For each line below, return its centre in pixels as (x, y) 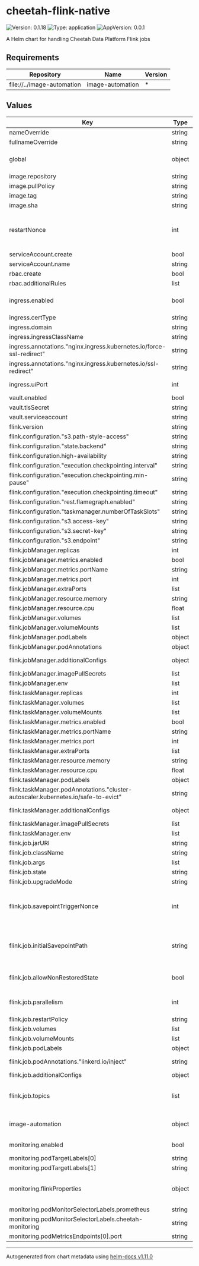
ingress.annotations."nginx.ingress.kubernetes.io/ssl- (84, 363)
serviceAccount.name (39, 264)
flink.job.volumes (33, 1029)
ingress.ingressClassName (46, 337)
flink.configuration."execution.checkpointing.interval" (84, 465)
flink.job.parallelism (36, 1002)
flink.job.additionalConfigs (46, 1075)
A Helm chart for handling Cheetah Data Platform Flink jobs (78, 39)
